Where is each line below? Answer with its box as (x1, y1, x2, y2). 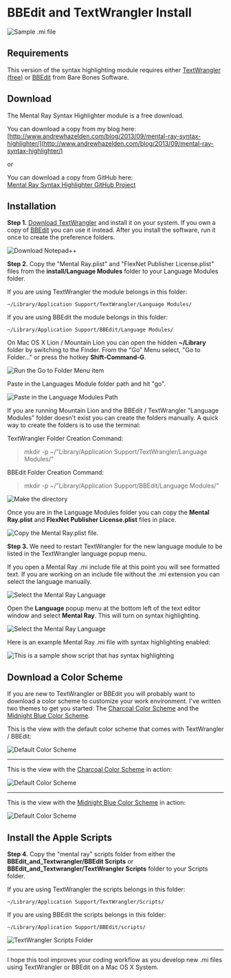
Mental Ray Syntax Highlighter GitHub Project (7, 180, 136, 188)
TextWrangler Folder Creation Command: (7, 435, 124, 443)
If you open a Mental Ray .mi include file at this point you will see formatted (7, 563, 220, 572)
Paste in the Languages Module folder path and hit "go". (7, 380, 166, 388)
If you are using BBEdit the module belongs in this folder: (7, 313, 168, 321)
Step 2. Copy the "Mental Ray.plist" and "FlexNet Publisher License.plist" (7, 260, 214, 268)
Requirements (7, 47, 69, 59)
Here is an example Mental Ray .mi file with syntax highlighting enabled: (7, 638, 211, 646)
